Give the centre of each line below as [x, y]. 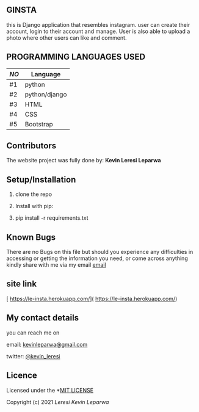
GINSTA [22, 10]
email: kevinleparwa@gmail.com [47, 344]
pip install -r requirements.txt [52, 218]
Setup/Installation [41, 179]
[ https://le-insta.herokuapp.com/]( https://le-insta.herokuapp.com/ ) [92, 298]
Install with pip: [34, 206]
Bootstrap [39, 124]
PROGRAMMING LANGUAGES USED [76, 57]
